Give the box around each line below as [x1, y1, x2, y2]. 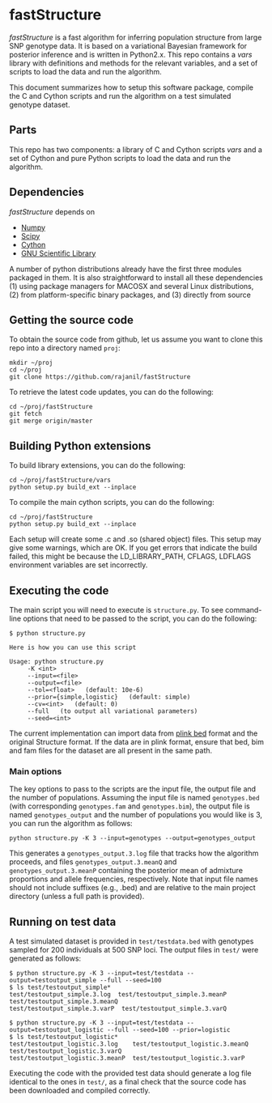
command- [224, 605, 262, 614]
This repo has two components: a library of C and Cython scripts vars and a [9, 144, 262, 155]
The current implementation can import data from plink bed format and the [9, 728, 258, 738]
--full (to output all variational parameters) [27, 707, 198, 715]
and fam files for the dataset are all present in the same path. [9, 746, 213, 755]
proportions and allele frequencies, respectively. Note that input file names [9, 874, 258, 884]
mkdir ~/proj [9, 358, 53, 367]
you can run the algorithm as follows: [9, 819, 133, 829]
